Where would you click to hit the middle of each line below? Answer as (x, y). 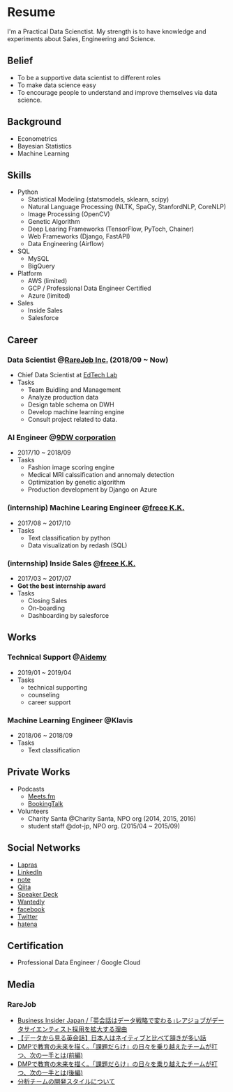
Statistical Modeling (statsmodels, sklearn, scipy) (98, 199)
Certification (36, 946)
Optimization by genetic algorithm (76, 483)
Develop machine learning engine (76, 412)
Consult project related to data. (72, 420)
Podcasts (31, 789)
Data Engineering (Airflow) (66, 244)
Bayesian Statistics (44, 146)
